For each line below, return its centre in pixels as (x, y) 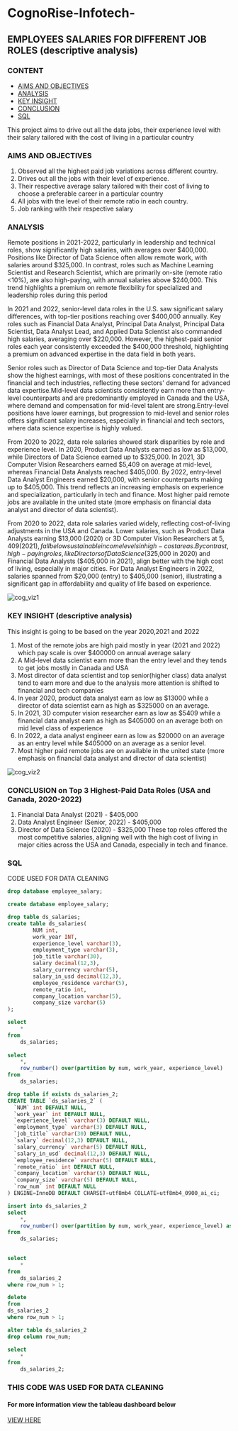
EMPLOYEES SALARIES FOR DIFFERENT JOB (107, 39)
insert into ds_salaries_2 (47, 1206)
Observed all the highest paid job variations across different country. (118, 171)
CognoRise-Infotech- (72, 13)
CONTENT (25, 70)
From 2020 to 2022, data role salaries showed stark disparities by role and (116, 442)
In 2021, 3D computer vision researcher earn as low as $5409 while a (119, 713)
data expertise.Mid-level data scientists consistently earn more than (106, 391)
